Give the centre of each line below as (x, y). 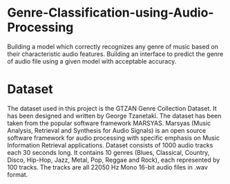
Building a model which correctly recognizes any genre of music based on (113, 46)
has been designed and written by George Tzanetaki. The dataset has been (114, 116)
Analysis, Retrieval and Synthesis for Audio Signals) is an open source (107, 130)
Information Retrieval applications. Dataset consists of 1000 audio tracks (110, 145)
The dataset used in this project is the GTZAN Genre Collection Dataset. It (112, 108)
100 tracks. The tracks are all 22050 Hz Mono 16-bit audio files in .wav (108, 167)
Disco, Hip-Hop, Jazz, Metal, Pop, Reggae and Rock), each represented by (114, 160)
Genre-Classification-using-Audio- (111, 13)
